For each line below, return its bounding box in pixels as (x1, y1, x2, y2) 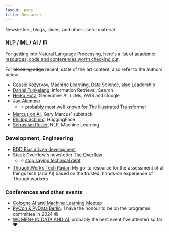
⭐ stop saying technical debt (20, 157, 81, 164)
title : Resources (5, 12, 43, 17)
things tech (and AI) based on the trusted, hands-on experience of (12, 170, 153, 177)
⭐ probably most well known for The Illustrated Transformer (20, 103, 147, 110)
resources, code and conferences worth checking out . (5, 56, 120, 62)
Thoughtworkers (12, 176, 48, 182)
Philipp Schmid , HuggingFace (12, 116, 75, 122)
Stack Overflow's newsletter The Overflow (12, 152, 103, 158)
